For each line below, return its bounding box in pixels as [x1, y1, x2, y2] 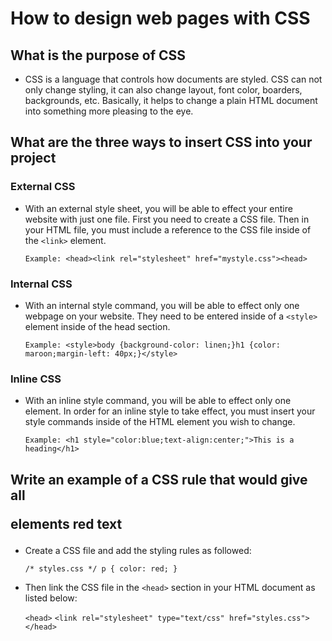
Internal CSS [10, 277, 73, 291]
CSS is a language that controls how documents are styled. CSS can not [24, 73, 323, 85]
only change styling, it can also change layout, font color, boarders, [24, 84, 303, 96]
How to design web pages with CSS [10, 7, 311, 30]
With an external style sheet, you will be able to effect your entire [24, 202, 293, 214]
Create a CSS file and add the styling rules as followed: [24, 544, 252, 556]
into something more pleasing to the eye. [24, 105, 194, 117]
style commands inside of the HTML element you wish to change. [24, 416, 296, 428]
